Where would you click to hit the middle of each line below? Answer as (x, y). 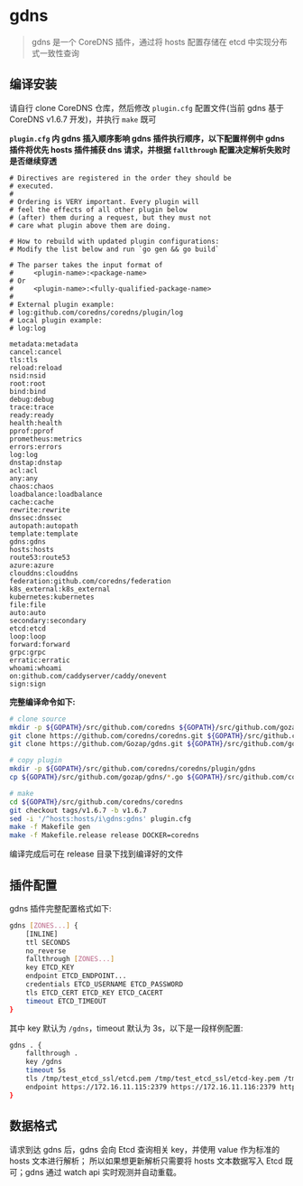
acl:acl (24, 471)
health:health (36, 423)
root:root (28, 383)
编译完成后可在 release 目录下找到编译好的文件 (96, 854)
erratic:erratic (40, 660)
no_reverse (46, 951)
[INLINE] (42, 934)
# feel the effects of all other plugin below (98, 210)
